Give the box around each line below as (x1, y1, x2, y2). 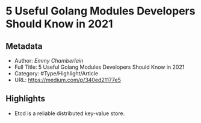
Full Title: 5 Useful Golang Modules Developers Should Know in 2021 (14, 63, 185, 71)
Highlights (5, 93, 46, 104)
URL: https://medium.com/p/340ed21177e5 (14, 77, 121, 83)
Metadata (5, 41, 43, 51)
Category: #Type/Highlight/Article (14, 70, 99, 77)
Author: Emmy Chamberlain (14, 57, 84, 64)
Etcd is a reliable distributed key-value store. (14, 110, 125, 117)
